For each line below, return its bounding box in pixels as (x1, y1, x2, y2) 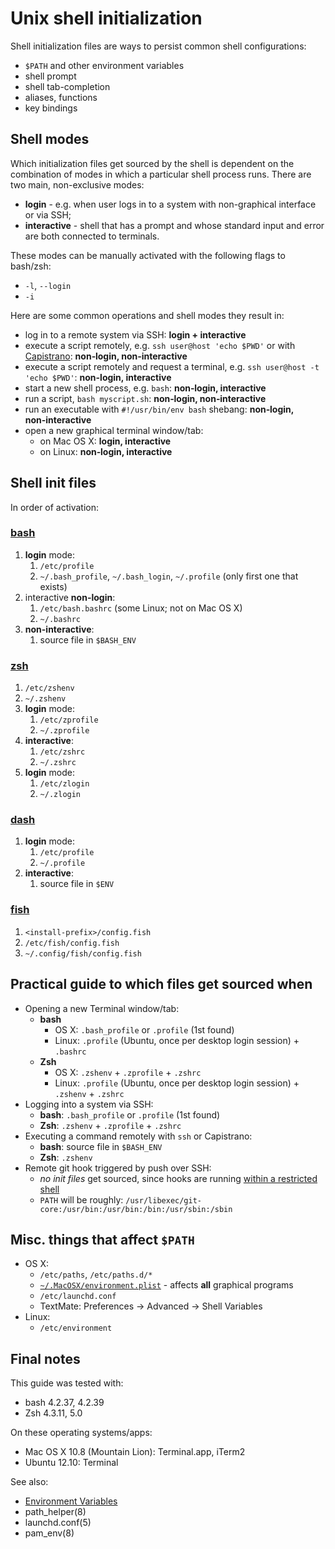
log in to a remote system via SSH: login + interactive (24, 328, 247, 341)
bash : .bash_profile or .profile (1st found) (39, 1108, 221, 1121)
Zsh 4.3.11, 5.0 (24, 1407, 83, 1419)
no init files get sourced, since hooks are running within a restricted (39, 1172, 318, 1184)
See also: (10, 1476, 49, 1488)
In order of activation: (10, 501, 100, 513)
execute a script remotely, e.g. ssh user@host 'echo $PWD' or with (24, 339, 296, 351)
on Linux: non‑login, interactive (39, 445, 173, 457)
